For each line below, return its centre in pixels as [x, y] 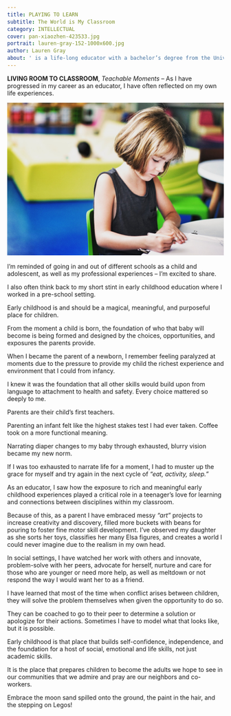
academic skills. [30, 656]
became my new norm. [40, 453]
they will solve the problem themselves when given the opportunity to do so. [115, 600]
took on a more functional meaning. [57, 433]
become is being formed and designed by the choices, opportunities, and [111, 336]
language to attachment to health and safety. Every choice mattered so [108, 391]
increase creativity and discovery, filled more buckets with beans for [104, 523]
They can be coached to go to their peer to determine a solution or [101, 614]
